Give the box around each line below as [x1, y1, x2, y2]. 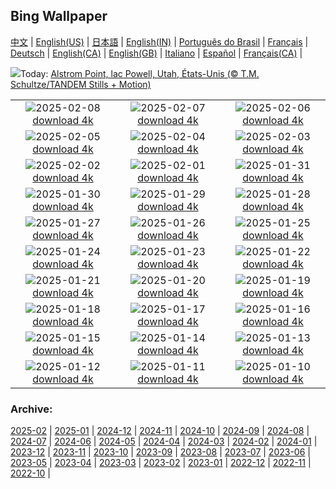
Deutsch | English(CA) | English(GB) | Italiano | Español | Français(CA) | [10, 47, 303, 59]
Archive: [10, 402, 53, 416]
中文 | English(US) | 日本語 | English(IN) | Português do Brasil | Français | [10, 35, 309, 48]
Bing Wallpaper [10, 8, 108, 25]
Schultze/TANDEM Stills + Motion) [10, 78, 152, 90]
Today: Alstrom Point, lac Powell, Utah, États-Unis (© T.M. [20, 67, 260, 79]
